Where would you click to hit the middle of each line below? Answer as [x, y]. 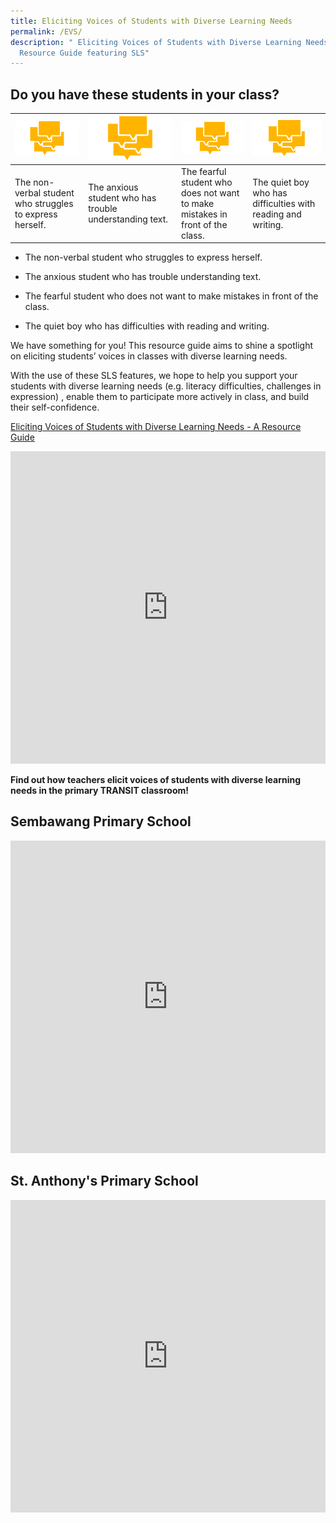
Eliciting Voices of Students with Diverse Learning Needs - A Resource [156, 427]
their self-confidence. [55, 407]
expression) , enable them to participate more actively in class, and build [160, 397]
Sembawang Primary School [101, 821]
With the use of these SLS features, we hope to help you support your [154, 376]
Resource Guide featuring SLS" [84, 53]
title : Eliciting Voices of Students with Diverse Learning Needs [151, 21]
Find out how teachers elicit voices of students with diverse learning [156, 780]
